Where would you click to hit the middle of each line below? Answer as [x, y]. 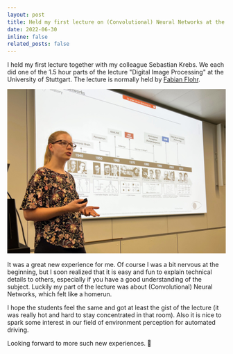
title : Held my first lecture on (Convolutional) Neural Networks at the [116, 22]
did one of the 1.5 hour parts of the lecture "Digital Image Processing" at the [115, 72]
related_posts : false [38, 44]
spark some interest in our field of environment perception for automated [112, 323]
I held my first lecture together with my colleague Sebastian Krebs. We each [116, 65]
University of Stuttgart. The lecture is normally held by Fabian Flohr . [104, 79]
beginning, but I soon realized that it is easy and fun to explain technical [110, 272]
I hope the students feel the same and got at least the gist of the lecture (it [113, 308]
